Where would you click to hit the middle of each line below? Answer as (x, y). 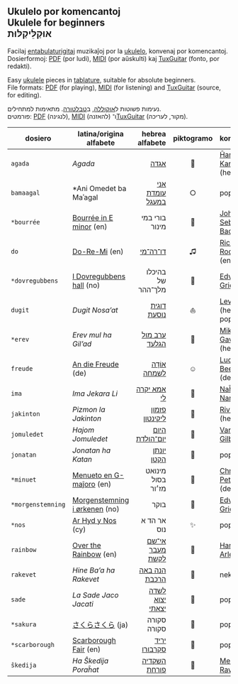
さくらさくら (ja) (100, 624)
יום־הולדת (151, 438)
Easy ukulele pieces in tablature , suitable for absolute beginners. (102, 80)
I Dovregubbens (99, 276)
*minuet (24, 479)
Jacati (83, 604)
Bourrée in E (92, 217)
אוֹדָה (159, 364)
